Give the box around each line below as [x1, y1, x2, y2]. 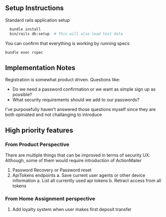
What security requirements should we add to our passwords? [12, 97, 140, 103]
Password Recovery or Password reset [12, 167, 92, 173]
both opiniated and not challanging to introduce [5, 111, 102, 118]
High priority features [5, 126, 73, 134]
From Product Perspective [5, 141, 69, 148]
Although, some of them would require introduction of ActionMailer [5, 157, 142, 163]
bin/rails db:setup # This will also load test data [9, 31, 123, 36]
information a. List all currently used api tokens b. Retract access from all [12, 177, 162, 183]
